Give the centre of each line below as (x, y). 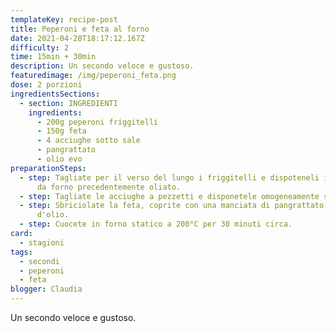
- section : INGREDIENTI (68, 103)
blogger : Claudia (46, 289)
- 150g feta (61, 131)
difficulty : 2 (40, 47)
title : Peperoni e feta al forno (80, 29)
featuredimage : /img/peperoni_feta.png (93, 76)
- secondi (39, 261)
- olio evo (59, 159)
